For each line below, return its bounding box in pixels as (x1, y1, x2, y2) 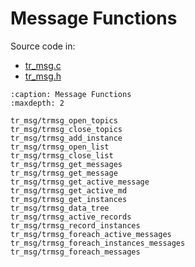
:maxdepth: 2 (10, 98, 65, 108)
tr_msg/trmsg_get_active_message (10, 177, 150, 187)
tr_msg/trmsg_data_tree (10, 203, 110, 213)
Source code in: (10, 40, 76, 52)
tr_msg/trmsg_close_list (10, 150, 114, 161)
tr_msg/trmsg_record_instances (10, 220, 141, 231)
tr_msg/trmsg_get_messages (10, 159, 123, 169)
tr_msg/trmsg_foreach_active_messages (10, 229, 172, 239)
